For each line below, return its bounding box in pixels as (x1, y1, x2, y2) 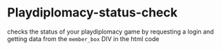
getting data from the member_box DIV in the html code (7, 34, 160, 42)
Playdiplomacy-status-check (7, 5, 178, 21)
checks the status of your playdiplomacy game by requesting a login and (7, 27, 214, 36)
